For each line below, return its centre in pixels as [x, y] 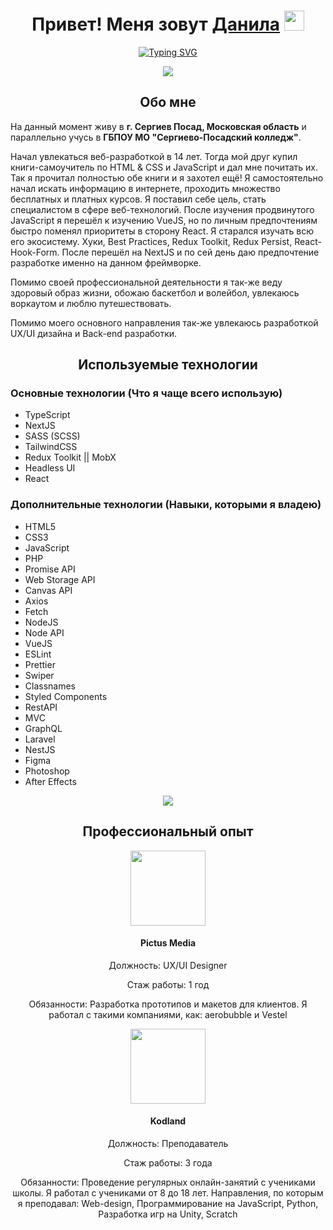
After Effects [50, 781]
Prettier [40, 664]
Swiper [39, 675]
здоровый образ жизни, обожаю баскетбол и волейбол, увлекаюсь [155, 292]
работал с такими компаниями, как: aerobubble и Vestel [168, 1014]
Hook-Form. [35, 252]
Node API [44, 632]
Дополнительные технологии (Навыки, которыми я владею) [166, 505]
